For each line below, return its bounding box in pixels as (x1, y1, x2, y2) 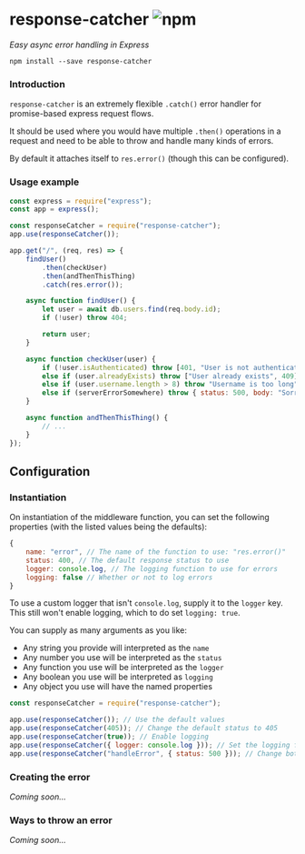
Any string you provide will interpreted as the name (22, 642, 210, 654)
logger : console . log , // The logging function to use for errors (25, 564, 279, 573)
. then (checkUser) (42, 263, 107, 272)
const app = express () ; (9, 205, 100, 214)
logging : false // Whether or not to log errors (25, 573, 213, 582)
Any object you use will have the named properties (22, 681, 213, 692)
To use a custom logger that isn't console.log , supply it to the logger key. (9, 598, 283, 608)
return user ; (42, 330, 92, 339)
